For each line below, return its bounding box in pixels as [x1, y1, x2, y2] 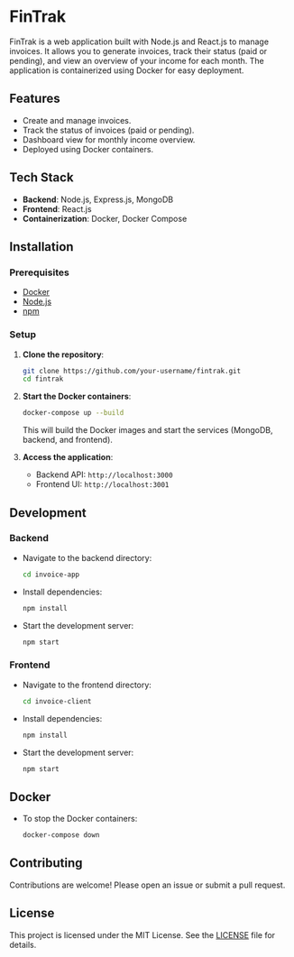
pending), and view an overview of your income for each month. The [9, 55, 264, 66]
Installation [9, 239, 74, 254]
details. [9, 939, 37, 950]
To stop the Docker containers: [22, 814, 138, 824]
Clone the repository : [22, 349, 105, 360]
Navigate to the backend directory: [22, 552, 152, 563]
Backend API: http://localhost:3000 [35, 469, 173, 480]
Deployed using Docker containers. [22, 143, 154, 154]
